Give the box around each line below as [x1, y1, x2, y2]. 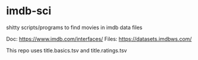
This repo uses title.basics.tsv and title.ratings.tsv [6, 46, 127, 54]
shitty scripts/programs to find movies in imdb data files [6, 24, 143, 31]
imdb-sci [6, 4, 52, 18]
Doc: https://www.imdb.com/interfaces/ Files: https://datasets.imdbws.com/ [6, 35, 192, 42]
